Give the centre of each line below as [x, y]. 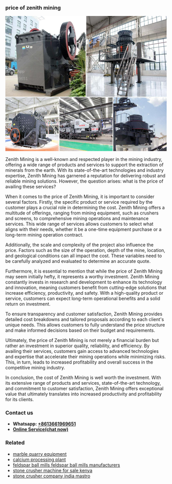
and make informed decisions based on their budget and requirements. [80, 330]
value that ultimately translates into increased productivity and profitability [84, 394]
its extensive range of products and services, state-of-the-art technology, [83, 383]
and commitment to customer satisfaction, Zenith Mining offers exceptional [84, 388]
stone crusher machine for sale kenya [52, 470]
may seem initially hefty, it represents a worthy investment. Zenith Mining [82, 276]
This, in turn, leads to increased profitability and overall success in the [79, 362]
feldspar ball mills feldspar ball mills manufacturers [66, 465]
